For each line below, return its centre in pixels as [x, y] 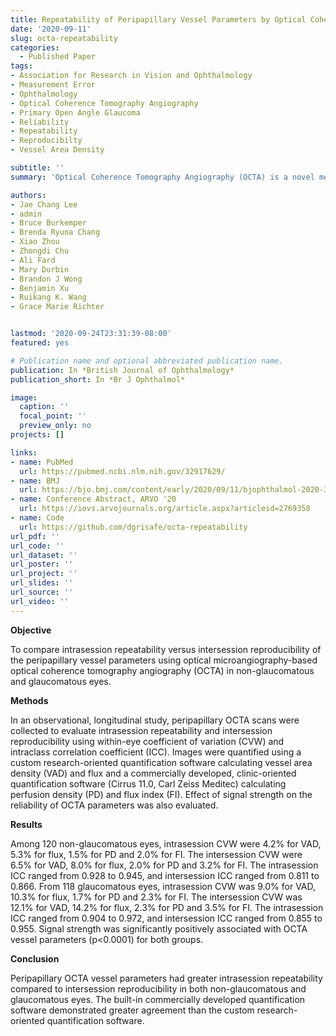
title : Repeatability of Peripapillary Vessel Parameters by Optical [158, 19]
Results [26, 824]
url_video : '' [40, 601]
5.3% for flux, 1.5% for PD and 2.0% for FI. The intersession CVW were [156, 854]
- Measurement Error [53, 85]
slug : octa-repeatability [64, 38]
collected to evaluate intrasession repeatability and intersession [141, 730]
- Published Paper [58, 57]
